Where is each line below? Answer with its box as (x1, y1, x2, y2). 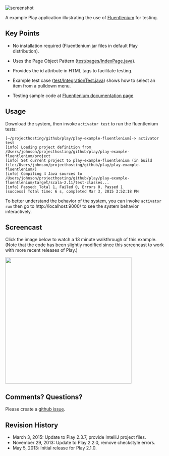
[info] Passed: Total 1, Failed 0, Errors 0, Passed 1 (5, 185, 123, 190)
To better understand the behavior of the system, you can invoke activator (5, 198, 161, 204)
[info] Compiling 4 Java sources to (5, 171, 82, 176)
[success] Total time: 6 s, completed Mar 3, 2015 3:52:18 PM (5, 189, 139, 194)
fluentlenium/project (5, 153, 51, 159)
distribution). (12, 48, 39, 54)
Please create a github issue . (5, 406, 66, 412)
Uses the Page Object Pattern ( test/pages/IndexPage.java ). (12, 58, 136, 64)
